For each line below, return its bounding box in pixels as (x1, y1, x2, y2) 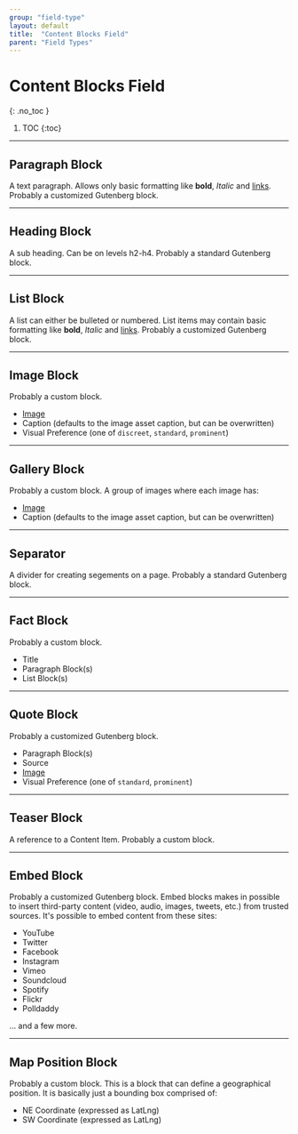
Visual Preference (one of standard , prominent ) (21, 776, 193, 787)
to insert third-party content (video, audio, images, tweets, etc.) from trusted (9, 901, 289, 912)
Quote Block (9, 707, 79, 722)
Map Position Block (9, 1055, 118, 1070)
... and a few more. (9, 1020, 78, 1032)
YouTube (21, 928, 55, 938)
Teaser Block (9, 810, 83, 825)
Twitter (21, 937, 49, 948)
